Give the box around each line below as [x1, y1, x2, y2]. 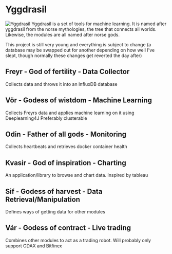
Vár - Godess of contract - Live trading [5, 224, 131, 232]
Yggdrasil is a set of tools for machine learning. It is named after [31, 21, 167, 27]
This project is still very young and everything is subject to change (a [5, 41, 151, 47]
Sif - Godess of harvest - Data [5, 187, 103, 196]
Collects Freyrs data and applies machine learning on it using [5, 110, 135, 116]
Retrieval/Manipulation [5, 195, 81, 204]
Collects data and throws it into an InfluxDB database [5, 81, 118, 87]
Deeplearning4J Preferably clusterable [5, 115, 87, 121]
